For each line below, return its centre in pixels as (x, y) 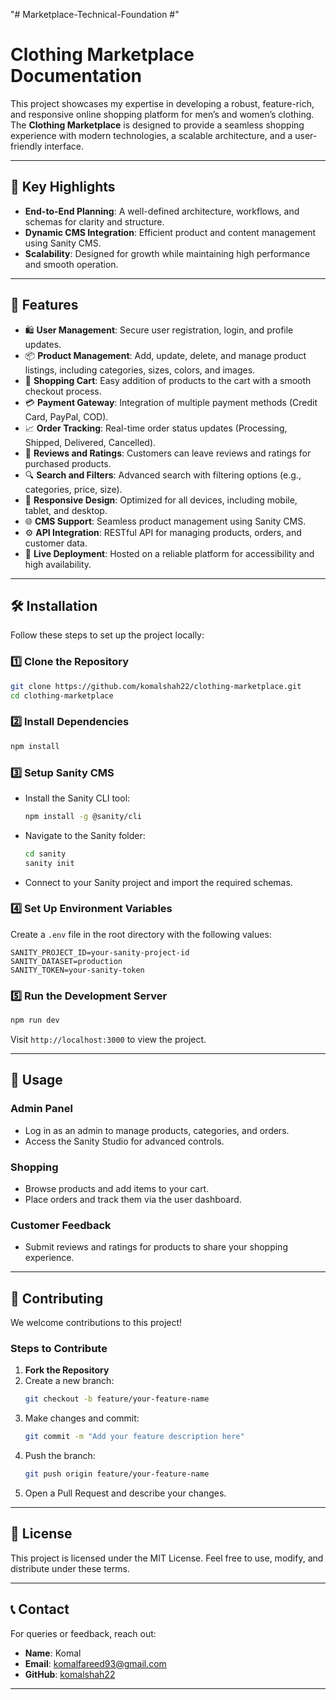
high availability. (58, 564)
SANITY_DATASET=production (66, 961)
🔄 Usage (36, 1080)
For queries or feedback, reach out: (83, 1633)
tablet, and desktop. (66, 510)
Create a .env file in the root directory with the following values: (141, 934)
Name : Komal (53, 1653)
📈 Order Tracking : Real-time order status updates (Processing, (156, 428)
